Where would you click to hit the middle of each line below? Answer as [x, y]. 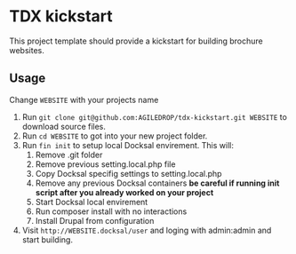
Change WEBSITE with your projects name [84, 99]
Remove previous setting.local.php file [105, 164]
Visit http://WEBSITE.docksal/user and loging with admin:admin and [147, 230]
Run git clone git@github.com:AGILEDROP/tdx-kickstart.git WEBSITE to [154, 116]
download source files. [64, 126]
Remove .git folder [69, 155]
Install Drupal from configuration [95, 220]
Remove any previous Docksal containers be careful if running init [157, 183]
